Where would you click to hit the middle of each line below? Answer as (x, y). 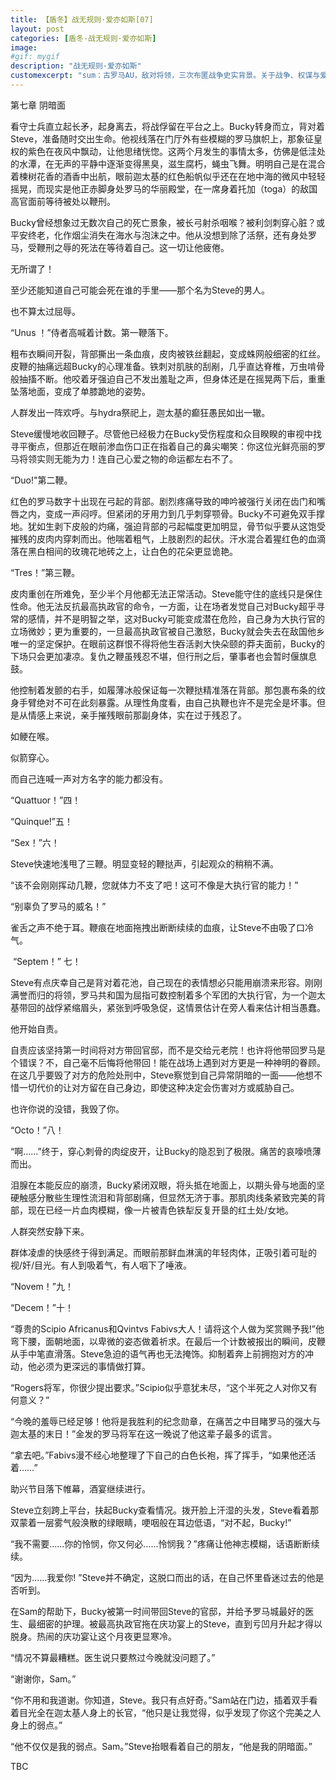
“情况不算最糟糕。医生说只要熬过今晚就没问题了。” (113, 1657)
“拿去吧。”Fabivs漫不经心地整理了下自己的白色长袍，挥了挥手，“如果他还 (159, 1455)
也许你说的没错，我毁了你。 (67, 1108)
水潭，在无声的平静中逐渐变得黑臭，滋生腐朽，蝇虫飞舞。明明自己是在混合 (172, 163)
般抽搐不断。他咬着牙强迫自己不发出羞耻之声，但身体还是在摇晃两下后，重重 (168, 378)
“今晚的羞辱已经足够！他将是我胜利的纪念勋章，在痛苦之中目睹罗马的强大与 (166, 1421)
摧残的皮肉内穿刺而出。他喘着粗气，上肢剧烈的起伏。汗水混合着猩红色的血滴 (168, 538)
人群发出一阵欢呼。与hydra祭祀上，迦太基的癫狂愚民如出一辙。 (140, 412)
